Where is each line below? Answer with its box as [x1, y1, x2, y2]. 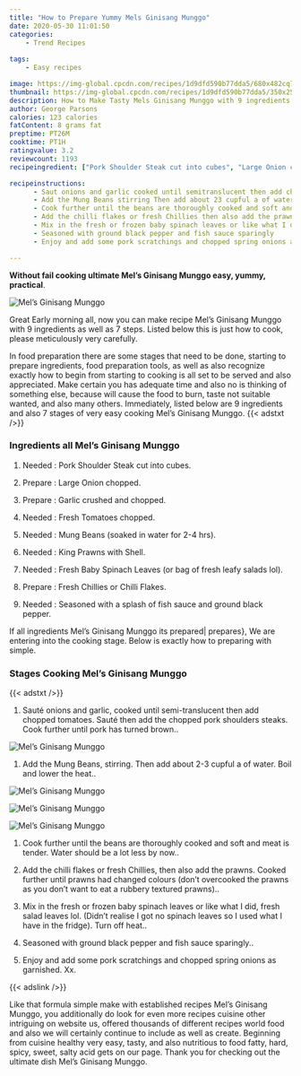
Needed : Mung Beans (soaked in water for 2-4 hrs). [21, 529, 217, 540]
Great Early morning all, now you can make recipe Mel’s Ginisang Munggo [9, 314, 282, 325]
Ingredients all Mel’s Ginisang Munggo [9, 439, 181, 452]
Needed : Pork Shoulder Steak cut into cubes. [21, 459, 192, 471]
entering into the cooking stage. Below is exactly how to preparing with [9, 635, 271, 646]
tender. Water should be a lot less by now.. [21, 847, 179, 858]
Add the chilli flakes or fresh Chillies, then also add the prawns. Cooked [21, 864, 287, 875]
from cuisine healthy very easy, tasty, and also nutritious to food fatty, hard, [9, 1037, 288, 1048]
